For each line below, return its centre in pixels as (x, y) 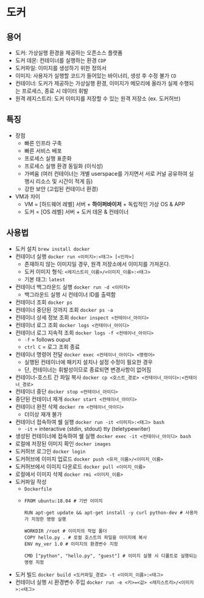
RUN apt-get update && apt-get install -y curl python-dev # (103, 513)
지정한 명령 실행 (49, 519)
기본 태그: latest (44, 279)
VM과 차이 (28, 196)
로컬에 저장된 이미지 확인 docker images (63, 444)
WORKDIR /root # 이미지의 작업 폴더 (65, 531)
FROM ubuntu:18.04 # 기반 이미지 (63, 501)
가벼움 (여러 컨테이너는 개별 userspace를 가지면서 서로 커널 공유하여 (106, 173)
